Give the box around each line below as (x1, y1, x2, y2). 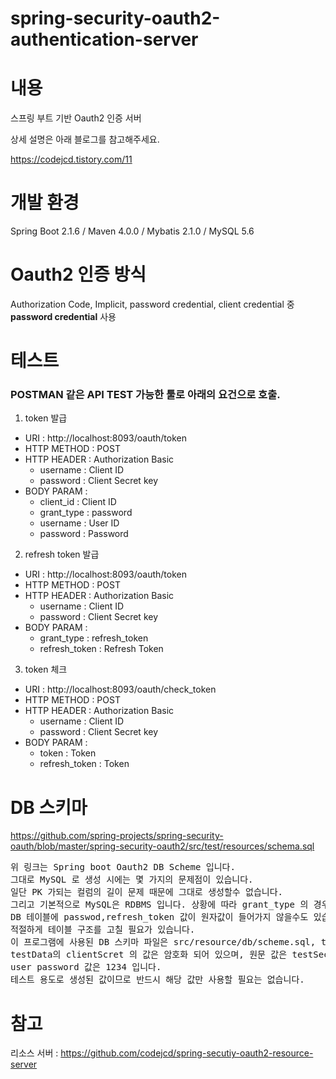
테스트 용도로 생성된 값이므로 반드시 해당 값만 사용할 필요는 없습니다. (10, 974, 305, 986)
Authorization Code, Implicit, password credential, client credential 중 (10, 298, 295, 310)
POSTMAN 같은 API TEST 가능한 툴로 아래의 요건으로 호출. (10, 388, 281, 402)
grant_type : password (39, 507, 133, 519)
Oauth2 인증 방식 (10, 263, 147, 286)
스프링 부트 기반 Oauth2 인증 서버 (10, 112, 142, 124)
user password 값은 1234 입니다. (10, 962, 162, 973)
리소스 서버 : (10, 1047, 59, 1059)
